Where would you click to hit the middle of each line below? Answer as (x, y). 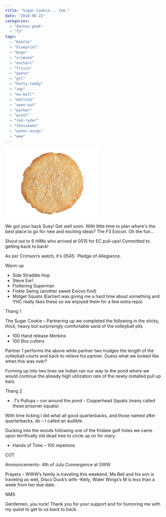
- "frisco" (21, 68)
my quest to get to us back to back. (41, 509)
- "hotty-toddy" (26, 84)
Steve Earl (23, 280)
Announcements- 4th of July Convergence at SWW (58, 464)
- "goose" (20, 74)
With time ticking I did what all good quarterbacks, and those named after (80, 415)
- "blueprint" (24, 47)
